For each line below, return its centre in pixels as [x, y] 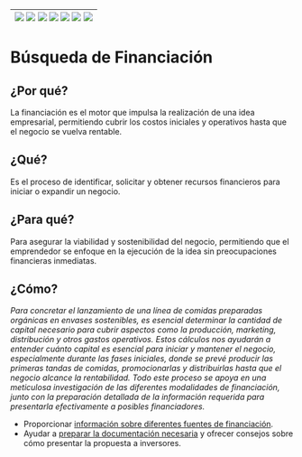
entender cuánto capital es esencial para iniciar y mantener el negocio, [143, 349]
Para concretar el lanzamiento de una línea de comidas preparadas [137, 311]
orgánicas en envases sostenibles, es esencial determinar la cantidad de [146, 321]
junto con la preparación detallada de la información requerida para [137, 397]
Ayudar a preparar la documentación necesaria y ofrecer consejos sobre [158, 434]
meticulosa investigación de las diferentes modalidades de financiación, [145, 387]
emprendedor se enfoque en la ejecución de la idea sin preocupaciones [144, 251]
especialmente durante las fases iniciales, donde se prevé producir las [142, 359]
